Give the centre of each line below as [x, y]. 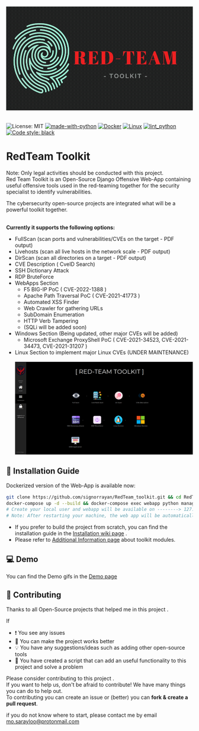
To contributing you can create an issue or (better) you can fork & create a [97, 697]
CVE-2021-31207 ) [65, 346]
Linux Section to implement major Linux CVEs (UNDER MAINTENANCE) [102, 352]
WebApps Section [37, 283]
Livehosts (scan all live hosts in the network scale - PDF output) [92, 251]
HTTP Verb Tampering [51, 320]
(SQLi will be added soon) [55, 327]
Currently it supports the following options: [61, 227]
